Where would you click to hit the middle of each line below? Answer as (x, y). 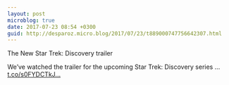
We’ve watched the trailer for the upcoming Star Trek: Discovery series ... (114, 67)
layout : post (26, 14)
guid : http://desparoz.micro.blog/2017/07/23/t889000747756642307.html (114, 33)
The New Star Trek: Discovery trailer (60, 53)
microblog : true (31, 20)
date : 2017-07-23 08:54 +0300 (52, 27)
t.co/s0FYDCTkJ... (34, 74)
